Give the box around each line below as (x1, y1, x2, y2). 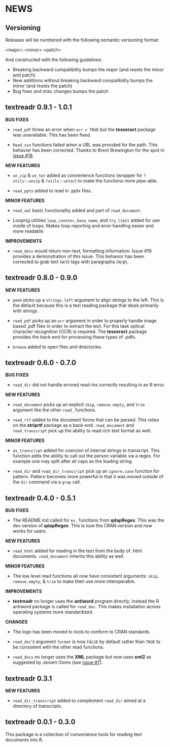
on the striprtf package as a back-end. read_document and (12, 422, 134, 428)
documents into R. (5, 736, 44, 742)
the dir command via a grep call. (12, 479, 81, 485)
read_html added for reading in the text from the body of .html (12, 548, 142, 554)
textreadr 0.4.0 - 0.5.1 (5, 494, 76, 502)
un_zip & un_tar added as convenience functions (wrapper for (12, 172, 143, 178)
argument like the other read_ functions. (12, 407, 96, 413)
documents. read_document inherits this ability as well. (12, 553, 125, 559)
